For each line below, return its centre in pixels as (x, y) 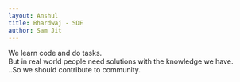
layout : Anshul (33, 16)
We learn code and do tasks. (55, 53)
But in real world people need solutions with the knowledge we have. (121, 61)
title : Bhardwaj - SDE (46, 23)
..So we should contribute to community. (75, 70)
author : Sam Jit (35, 30)
